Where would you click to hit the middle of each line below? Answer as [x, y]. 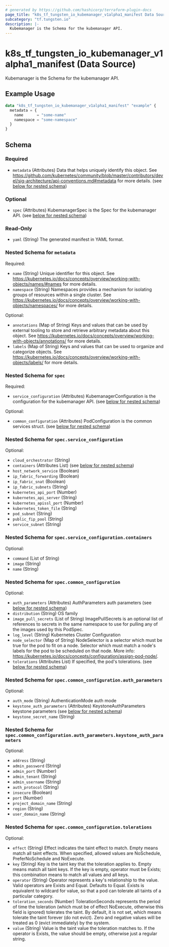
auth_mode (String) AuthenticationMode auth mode [64, 701]
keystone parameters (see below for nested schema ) [67, 711]
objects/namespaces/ [35, 305]
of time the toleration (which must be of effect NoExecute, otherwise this [88, 907]
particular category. [33, 896]
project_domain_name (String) [43, 803]
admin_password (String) [37, 766]
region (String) [28, 808]
